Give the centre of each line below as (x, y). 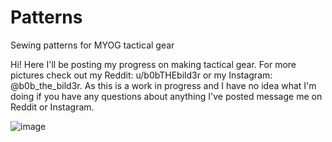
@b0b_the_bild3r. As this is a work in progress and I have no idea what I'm (163, 85)
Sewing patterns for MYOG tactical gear (92, 45)
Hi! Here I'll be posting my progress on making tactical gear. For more (153, 64)
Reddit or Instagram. (52, 107)
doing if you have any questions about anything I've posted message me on (166, 96)
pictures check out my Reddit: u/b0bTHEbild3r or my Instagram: (141, 75)
